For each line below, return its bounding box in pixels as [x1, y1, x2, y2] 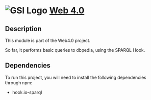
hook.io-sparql [12, 89, 42, 95]
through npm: [5, 79, 33, 86]
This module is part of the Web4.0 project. [5, 37, 91, 43]
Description [5, 25, 42, 33]
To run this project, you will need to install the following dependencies [5, 74, 147, 80]
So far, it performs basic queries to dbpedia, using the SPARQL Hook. [5, 47, 145, 53]
